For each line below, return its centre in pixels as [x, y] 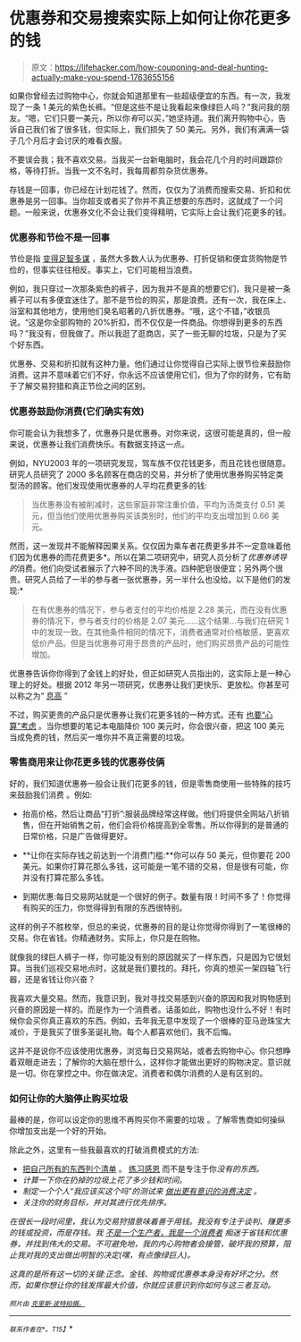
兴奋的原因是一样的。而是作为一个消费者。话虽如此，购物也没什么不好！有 [146, 1009]
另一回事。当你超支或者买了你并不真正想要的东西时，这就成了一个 [154, 200]
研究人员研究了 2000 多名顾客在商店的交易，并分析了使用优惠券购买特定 [142, 474]
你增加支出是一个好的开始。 [60, 1131]
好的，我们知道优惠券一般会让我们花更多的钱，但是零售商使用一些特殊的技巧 [150, 783]
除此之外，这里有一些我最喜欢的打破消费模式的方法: [105, 1150]
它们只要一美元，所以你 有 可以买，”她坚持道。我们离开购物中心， [161, 118]
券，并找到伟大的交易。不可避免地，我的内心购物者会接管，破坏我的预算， [146, 1244]
